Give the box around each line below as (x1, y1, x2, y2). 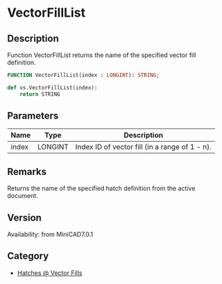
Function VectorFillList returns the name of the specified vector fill (7, 51, 196, 59)
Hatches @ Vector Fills (17, 269, 83, 277)
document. (7, 192, 38, 200)
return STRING (19, 90, 60, 98)
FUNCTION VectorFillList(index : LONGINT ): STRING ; (7, 72, 160, 78)
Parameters (7, 110, 59, 122)
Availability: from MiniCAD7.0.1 (7, 231, 94, 239)
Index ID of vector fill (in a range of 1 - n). (75, 142, 212, 152)
